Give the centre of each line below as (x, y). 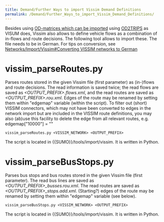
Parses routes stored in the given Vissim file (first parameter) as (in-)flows (80, 82)
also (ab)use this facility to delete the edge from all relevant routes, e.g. (77, 119)
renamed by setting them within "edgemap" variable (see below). (71, 196)
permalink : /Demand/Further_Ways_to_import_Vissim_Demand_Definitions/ (80, 14)
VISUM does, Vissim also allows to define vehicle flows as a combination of (81, 33)
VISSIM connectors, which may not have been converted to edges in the (78, 108)
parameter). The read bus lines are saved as (50, 181)
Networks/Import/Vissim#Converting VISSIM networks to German (71, 49)
